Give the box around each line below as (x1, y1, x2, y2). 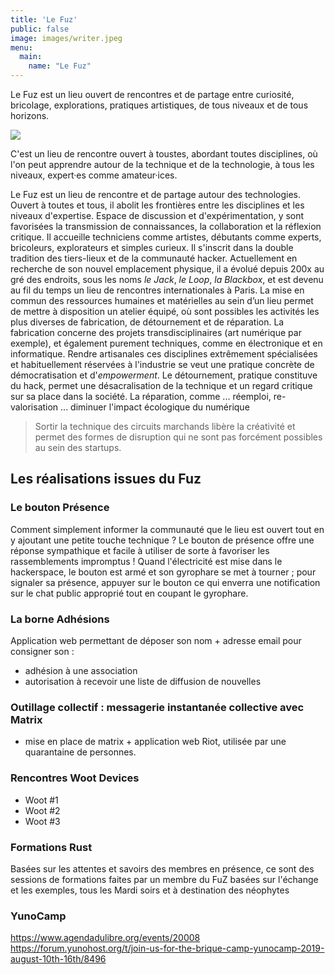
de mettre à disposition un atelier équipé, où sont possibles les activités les (10, 306, 320, 317)
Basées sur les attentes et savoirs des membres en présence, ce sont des (10, 862, 315, 875)
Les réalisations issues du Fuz (10, 471, 202, 488)
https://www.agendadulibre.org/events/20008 (10, 932, 201, 944)
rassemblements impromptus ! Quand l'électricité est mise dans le (10, 555, 283, 567)
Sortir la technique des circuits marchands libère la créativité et (34, 421, 296, 432)
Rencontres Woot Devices (10, 771, 140, 785)
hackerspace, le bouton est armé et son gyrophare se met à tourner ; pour (10, 566, 317, 578)
